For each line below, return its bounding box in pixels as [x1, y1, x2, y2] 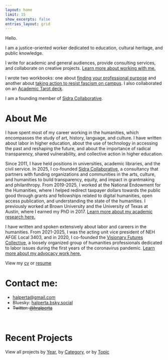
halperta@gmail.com [12, 294, 56, 300]
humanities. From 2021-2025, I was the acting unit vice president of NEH [5, 229, 155, 235]
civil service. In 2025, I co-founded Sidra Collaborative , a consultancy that [5, 166, 159, 172]
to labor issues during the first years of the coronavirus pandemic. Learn [5, 245, 155, 251]
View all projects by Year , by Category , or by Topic [5, 349, 109, 355]
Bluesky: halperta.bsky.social [12, 300, 73, 306]
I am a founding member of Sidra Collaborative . [5, 95, 103, 101]
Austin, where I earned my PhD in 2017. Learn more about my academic [5, 209, 153, 215]
